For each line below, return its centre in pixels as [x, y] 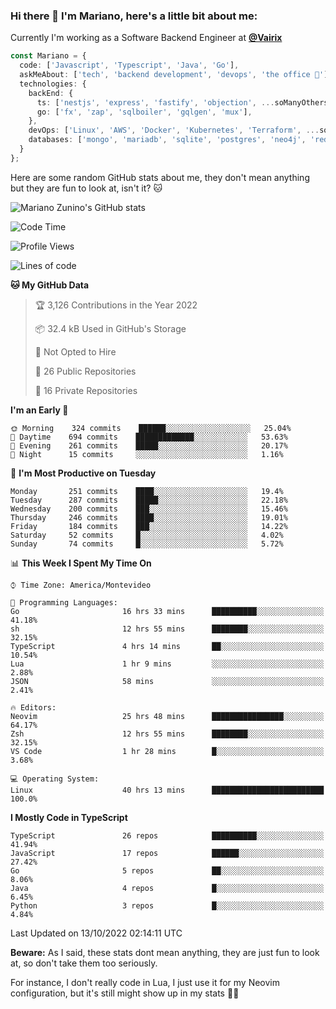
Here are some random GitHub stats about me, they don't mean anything [160, 177]
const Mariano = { [48, 56]
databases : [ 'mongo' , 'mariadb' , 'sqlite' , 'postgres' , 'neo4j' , [167, 140]
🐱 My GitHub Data [50, 285]
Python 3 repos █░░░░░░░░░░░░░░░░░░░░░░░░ [167, 905]
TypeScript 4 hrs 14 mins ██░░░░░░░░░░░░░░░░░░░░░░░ [167, 646]
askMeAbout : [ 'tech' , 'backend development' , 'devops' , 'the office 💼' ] [174, 75]
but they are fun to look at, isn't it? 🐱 [86, 188]
